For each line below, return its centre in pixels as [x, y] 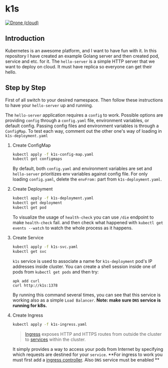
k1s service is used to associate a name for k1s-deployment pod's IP [82, 261]
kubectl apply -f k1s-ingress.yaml [50, 324]
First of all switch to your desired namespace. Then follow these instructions [84, 100]
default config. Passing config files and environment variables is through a [82, 126]
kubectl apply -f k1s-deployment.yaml [53, 198]
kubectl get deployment [37, 203]
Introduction [25, 38]
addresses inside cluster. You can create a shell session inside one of [84, 266]
